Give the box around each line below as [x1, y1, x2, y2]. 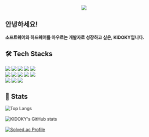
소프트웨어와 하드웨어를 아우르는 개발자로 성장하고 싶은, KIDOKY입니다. [5, 34, 144, 40]
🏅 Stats [5, 92, 28, 101]
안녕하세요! [5, 20, 38, 29]
